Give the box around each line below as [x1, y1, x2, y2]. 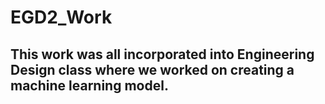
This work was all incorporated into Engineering [10, 46, 315, 63]
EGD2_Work [10, 6, 113, 29]
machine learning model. [10, 77, 169, 94]
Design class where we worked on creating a [10, 61, 295, 78]
